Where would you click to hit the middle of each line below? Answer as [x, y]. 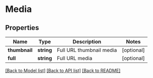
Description [87, 42]
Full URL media [75, 58]
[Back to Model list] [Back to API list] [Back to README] [63, 70]
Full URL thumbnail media [87, 50]
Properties [22, 28]
